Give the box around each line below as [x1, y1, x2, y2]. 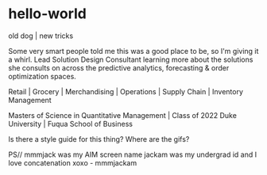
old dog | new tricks [8, 31, 74, 40]
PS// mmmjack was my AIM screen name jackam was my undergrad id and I [8, 150, 257, 159]
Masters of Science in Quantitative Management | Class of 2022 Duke [8, 110, 237, 120]
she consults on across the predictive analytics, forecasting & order [8, 63, 230, 72]
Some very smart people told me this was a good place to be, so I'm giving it [8, 46, 259, 55]
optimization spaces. [8, 71, 77, 81]
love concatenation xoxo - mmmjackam [8, 158, 137, 167]
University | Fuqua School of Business [8, 119, 133, 128]
